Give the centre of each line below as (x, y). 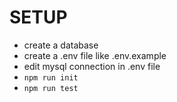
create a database (61, 45)
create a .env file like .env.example (95, 55)
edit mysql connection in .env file (92, 66)
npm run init (51, 77)
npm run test (51, 88)
